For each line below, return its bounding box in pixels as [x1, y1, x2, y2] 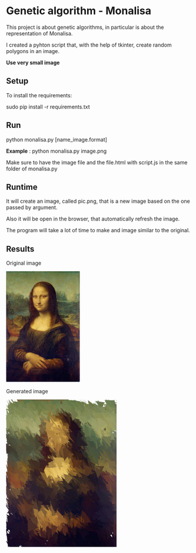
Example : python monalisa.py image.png [6, 147, 107, 154]
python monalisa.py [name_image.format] [6, 136, 108, 143]
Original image [6, 259, 42, 266]
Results [6, 243, 35, 254]
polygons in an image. [6, 47, 60, 54]
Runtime [6, 182, 38, 192]
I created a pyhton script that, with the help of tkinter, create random [6, 41, 172, 48]
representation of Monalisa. [6, 29, 73, 37]
